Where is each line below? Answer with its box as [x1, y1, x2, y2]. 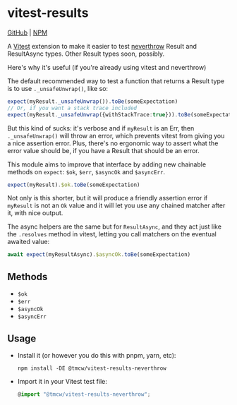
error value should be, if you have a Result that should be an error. [7, 146, 200, 155]
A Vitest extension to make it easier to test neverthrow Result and [7, 42, 197, 50]
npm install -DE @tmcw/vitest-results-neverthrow [17, 365, 167, 372]
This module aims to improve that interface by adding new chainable [7, 160, 207, 169]
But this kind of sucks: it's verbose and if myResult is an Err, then [7, 123, 195, 132]
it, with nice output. [7, 209, 63, 217]
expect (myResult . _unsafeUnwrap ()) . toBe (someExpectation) [7, 97, 178, 105]
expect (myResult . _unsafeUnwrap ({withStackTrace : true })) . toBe [7, 111, 191, 118]
